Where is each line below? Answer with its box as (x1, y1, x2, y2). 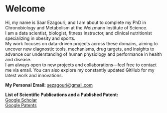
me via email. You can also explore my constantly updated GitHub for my (5, 67, 155, 73)
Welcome (5, 3, 45, 14)
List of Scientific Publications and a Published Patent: (5, 92, 119, 98)
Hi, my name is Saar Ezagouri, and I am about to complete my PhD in (5, 19, 146, 25)
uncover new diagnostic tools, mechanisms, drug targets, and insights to (5, 46, 155, 52)
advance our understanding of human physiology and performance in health (5, 51, 162, 57)
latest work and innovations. (5, 72, 63, 78)
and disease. (5, 56, 31, 62)
